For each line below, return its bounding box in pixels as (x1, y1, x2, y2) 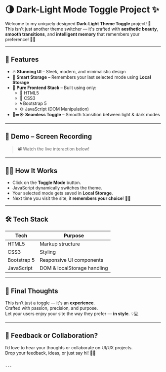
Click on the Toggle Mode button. (12, 180, 82, 186)
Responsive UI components (39, 257, 104, 264)
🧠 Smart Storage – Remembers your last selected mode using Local (12, 74, 151, 80)
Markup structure (39, 240, 81, 247)
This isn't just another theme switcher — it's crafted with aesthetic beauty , (5, 26, 158, 32)
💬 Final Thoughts (5, 286, 58, 295)
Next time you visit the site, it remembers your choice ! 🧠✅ (12, 195, 131, 201)
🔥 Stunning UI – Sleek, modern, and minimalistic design (12, 68, 126, 74)
